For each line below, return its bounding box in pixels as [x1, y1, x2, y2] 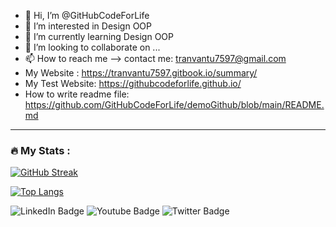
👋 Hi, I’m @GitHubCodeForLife [24, 10, 150, 21]
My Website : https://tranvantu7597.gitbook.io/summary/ [24, 67, 258, 79]
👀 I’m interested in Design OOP [24, 20, 153, 32]
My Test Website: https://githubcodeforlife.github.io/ [24, 78, 242, 89]
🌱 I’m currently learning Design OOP [24, 31, 175, 42]
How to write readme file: [24, 88, 130, 100]
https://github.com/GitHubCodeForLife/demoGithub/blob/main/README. [24, 99, 325, 110]
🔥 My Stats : [10, 143, 71, 157]
